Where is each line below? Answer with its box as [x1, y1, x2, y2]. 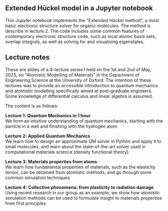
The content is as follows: [5, 103, 59, 109]
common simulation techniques [5, 174, 70, 180]
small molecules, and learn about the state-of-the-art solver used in [5, 143, 146, 149]
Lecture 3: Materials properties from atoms [5, 158, 97, 164]
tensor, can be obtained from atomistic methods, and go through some [5, 169, 152, 175]
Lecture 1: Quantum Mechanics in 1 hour [5, 112, 91, 118]
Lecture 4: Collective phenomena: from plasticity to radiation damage [5, 184, 154, 190]
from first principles [5, 200, 46, 206]
